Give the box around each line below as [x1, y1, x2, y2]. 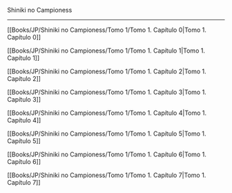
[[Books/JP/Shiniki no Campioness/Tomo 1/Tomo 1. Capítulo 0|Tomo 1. [7, 26, 207, 34]
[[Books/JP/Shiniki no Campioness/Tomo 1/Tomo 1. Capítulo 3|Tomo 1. [7, 88, 207, 96]
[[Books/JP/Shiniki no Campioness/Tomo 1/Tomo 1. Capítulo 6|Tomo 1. [7, 150, 207, 158]
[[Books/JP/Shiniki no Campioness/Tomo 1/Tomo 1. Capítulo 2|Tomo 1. [7, 67, 207, 75]
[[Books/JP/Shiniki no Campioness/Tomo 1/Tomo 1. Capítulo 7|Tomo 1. [7, 171, 206, 179]
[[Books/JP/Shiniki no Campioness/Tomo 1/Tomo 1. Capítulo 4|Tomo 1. [7, 109, 207, 117]
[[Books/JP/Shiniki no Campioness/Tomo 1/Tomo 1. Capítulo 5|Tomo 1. [7, 129, 206, 138]
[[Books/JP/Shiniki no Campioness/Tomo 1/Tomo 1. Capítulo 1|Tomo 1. [7, 46, 206, 55]
